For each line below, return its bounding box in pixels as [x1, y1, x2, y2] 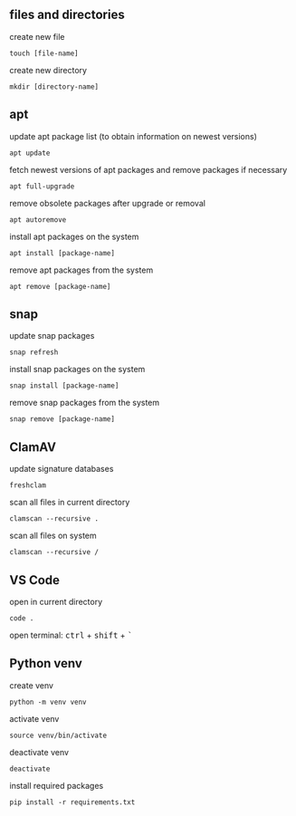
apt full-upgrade [9, 181, 75, 191]
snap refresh [9, 348, 59, 357]
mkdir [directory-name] [9, 82, 100, 91]
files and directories [9, 7, 125, 23]
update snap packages [9, 331, 95, 341]
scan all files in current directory [9, 497, 130, 508]
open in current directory [9, 597, 103, 608]
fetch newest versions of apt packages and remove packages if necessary [9, 164, 288, 175]
